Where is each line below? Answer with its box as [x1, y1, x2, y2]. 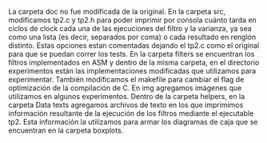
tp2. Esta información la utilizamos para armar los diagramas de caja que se [8, 117, 258, 126]
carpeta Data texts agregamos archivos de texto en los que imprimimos [8, 100, 244, 109]
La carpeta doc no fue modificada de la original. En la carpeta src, [8, 7, 226, 16]
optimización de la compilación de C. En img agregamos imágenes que [8, 83, 242, 93]
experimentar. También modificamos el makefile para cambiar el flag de [8, 75, 245, 84]
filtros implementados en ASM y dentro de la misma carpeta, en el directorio [8, 58, 260, 67]
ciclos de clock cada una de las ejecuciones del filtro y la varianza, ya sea [8, 24, 252, 33]
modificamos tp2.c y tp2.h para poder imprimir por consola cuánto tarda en [8, 15, 257, 25]
